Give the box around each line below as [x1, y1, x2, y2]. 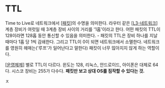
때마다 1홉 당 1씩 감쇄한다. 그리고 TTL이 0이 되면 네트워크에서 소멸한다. [5, 38, 143, 45]
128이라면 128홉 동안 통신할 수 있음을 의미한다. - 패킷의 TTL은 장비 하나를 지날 [5, 32, 158, 38]
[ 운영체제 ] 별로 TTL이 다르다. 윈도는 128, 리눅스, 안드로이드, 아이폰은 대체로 [5, 62, 152, 68]
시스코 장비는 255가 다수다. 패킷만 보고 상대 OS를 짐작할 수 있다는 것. [11, 68, 145, 74]
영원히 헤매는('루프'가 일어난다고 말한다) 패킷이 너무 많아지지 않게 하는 [10, 45, 147, 51]
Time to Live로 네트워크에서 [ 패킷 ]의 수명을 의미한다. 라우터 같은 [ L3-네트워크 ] [5, 20, 158, 26]
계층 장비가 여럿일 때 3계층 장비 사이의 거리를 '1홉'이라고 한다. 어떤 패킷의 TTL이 [5, 26, 161, 32]
